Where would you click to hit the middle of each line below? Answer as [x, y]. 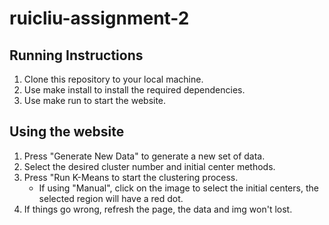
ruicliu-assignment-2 [99, 18]
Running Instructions [76, 55]
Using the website [67, 132]
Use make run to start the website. [95, 100]
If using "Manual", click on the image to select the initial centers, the [178, 188]
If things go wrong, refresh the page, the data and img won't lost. [158, 209]
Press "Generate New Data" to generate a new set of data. [144, 156]
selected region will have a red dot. [111, 198]
